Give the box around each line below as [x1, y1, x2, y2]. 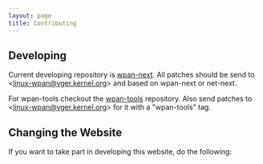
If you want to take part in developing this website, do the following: [8, 147, 233, 157]
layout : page [8, 11, 52, 20]
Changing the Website [8, 126, 123, 139]
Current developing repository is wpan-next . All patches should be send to [8, 70, 255, 80]
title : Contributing [8, 19, 78, 27]
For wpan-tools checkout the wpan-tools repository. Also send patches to [8, 94, 253, 104]
